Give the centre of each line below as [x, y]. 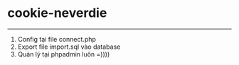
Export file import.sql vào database [69, 47]
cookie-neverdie [57, 13]
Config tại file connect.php [57, 39]
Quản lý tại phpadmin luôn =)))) [64, 54]
